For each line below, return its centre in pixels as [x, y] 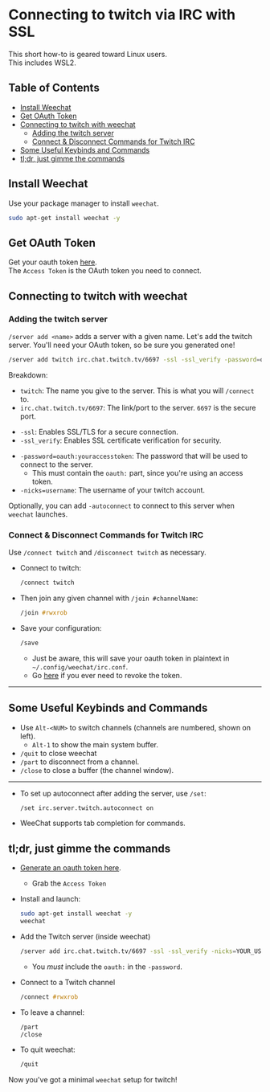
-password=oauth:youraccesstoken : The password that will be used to [134, 456]
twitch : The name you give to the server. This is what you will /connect [137, 391]
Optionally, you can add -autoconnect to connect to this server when [121, 505]
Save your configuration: [61, 628]
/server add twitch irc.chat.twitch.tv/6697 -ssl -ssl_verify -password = [135, 359]
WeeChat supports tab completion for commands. [103, 823]
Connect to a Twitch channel [67, 982]
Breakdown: [28, 374]
